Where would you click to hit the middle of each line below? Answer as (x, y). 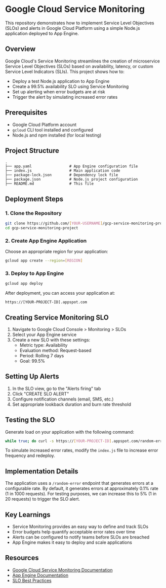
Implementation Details (42, 471)
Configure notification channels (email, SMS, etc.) (63, 399)
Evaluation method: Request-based (55, 350)
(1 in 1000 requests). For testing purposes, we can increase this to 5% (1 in (81, 494)
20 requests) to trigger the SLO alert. (43, 499)
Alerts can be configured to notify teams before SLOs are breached (81, 537)
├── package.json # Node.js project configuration (72, 180)
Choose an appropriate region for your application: (57, 252)
